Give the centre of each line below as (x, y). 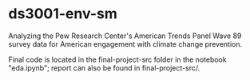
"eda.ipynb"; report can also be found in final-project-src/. (104, 67)
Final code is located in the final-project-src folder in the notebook (117, 59)
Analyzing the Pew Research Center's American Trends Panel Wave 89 (125, 36)
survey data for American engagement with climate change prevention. (125, 44)
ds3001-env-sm (63, 14)
